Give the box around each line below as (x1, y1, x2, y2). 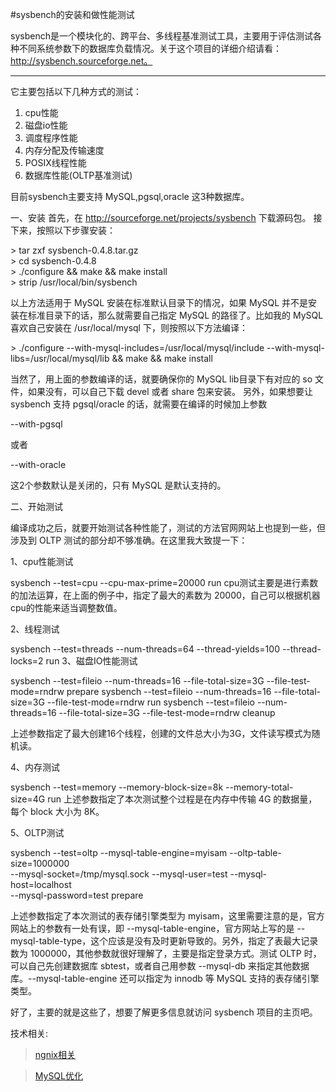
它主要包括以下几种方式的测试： (10, 86, 142, 97)
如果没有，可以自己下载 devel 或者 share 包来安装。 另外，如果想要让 (27, 386, 314, 397)
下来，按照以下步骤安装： (10, 224, 116, 236)
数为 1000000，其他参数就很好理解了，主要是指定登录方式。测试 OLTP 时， (10, 948, 322, 959)
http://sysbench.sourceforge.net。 (10, 55, 153, 67)
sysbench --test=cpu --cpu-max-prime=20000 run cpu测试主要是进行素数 (10, 577, 319, 588)
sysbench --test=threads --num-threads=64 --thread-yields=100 (10, 643, 280, 655)
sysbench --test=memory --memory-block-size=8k (10, 781, 224, 793)
